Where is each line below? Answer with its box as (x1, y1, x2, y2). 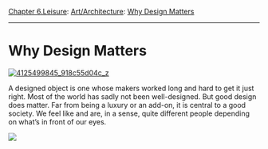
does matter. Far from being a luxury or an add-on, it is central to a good (8, 100, 246, 109)
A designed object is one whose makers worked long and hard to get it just (8, 83, 254, 93)
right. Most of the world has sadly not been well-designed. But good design (8, 91, 257, 101)
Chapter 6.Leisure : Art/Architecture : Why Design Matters (8, 7, 195, 16)
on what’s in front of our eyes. (8, 117, 107, 126)
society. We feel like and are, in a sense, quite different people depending (8, 109, 250, 118)
